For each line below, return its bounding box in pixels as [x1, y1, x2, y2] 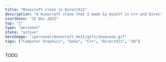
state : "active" [5, 30, 39, 35]
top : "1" [5, 21, 23, 26]
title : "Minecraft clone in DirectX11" [5, 7, 87, 12]
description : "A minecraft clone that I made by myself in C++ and [5, 12, 147, 17]
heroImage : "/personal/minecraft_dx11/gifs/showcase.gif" [5, 35, 127, 40]
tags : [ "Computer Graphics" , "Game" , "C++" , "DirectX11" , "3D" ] [5, 39, 140, 44]
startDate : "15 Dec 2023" [5, 16, 58, 21]
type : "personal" [5, 25, 41, 30]
